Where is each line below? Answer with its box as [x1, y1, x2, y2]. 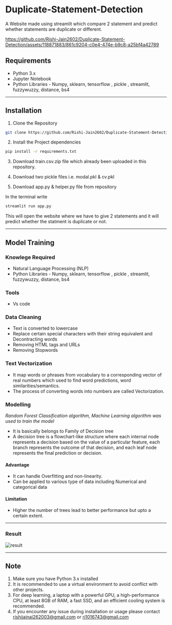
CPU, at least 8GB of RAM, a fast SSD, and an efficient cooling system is [12, 597, 165, 603]
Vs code [12, 301, 31, 307]
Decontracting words [12, 336, 57, 343]
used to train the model [5, 418, 55, 424]
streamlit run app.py [5, 204, 52, 209]
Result [5, 530, 22, 538]
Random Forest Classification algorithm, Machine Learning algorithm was [5, 413, 161, 419]
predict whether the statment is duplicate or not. [5, 219, 107, 225]
